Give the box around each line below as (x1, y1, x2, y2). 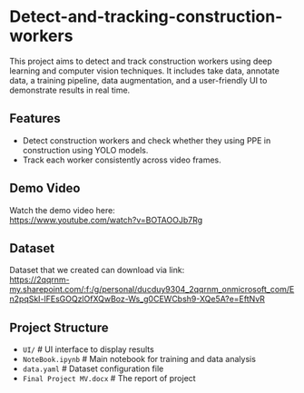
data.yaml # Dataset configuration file (22, 363, 164, 374)
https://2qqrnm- (9, 274, 70, 285)
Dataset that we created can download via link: (9, 265, 185, 276)
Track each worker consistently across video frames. (22, 154, 222, 165)
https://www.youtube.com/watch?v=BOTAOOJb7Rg (9, 214, 203, 225)
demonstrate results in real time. (9, 84, 131, 95)
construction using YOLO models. (22, 144, 149, 155)
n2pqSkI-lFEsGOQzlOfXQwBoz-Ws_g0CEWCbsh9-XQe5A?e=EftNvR (9, 293, 266, 305)
